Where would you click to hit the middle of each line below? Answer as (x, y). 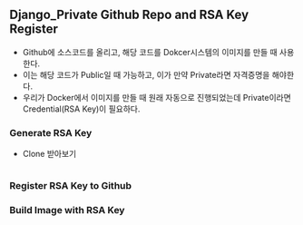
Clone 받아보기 (49, 154)
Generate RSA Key (51, 132)
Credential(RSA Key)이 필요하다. (81, 109)
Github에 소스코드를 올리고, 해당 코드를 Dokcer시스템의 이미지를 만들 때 (150, 52)
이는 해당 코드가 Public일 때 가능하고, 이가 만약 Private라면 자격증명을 (146, 74)
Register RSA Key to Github (71, 186)
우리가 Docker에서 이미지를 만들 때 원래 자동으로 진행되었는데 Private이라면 (157, 97)
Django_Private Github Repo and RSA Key (129, 15)
